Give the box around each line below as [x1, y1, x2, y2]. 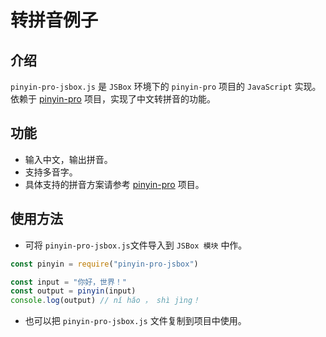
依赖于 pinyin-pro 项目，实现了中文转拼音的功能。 [10, 93, 216, 105]
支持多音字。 [24, 166, 78, 178]
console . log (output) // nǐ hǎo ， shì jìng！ [10, 296, 201, 306]
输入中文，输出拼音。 [24, 153, 113, 165]
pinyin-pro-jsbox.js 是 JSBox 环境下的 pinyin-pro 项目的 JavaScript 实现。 [10, 81, 322, 92]
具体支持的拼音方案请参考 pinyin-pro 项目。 [24, 178, 205, 190]
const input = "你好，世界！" [10, 277, 127, 287]
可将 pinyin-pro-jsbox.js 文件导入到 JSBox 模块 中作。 [24, 239, 248, 251]
